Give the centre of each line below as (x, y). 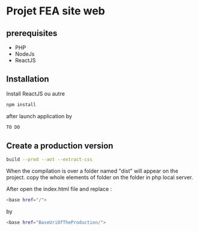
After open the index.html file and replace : (59, 189)
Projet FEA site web (56, 11)
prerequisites (32, 33)
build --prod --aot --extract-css (50, 160)
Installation (28, 79)
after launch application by (39, 116)
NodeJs (25, 54)
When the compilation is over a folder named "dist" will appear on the (92, 171)
